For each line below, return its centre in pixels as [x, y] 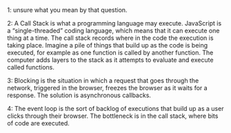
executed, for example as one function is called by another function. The [110, 52]
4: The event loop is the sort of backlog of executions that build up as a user [115, 109]
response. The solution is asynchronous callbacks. [79, 95]
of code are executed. [39, 123]
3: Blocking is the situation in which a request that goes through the [103, 81]
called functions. [31, 67]
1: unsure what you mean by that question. [67, 10]
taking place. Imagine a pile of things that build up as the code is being [108, 45]
